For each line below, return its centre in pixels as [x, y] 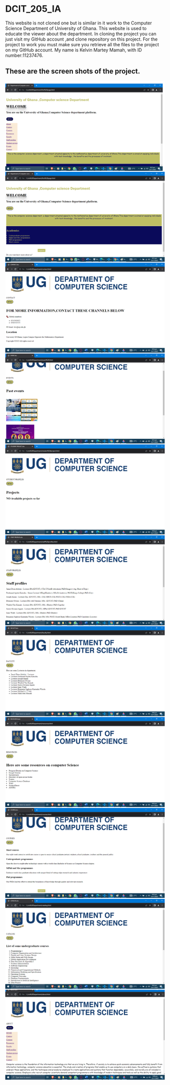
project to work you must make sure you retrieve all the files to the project [82, 44]
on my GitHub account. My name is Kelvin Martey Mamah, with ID [74, 50]
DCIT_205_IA [33, 9]
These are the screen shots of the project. [73, 71]
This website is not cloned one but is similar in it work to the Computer [79, 23]
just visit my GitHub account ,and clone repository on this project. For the [81, 39]
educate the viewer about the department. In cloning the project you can [81, 34]
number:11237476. [24, 55]
